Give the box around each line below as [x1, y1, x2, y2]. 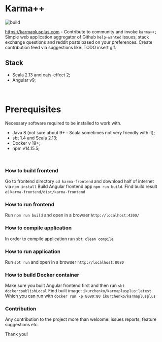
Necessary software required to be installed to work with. [5, 120, 122, 126]
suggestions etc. [5, 322, 39, 328]
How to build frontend [5, 167, 59, 174]
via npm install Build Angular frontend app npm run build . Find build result [5, 183, 158, 189]
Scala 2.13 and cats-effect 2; [12, 72, 70, 78]
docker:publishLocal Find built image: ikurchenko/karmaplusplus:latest [5, 288, 152, 294]
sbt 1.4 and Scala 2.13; [12, 135, 58, 141]
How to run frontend [5, 201, 55, 208]
